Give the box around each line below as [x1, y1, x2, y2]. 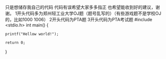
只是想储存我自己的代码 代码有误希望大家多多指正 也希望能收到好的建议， [5, 4, 156, 10]
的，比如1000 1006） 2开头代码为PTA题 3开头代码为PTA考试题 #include [5, 17, 153, 22]
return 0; [5, 40, 26, 45]
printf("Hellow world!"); [5, 31, 59, 36]
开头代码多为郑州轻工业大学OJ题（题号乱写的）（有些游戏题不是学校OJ [16, 10, 162, 16]
